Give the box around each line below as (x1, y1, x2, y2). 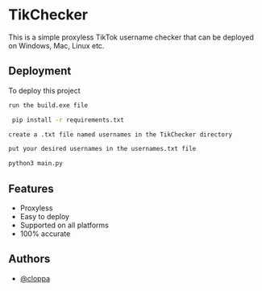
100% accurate (19, 228, 71, 239)
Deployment (8, 64, 72, 78)
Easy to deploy (19, 211, 70, 221)
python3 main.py (8, 160, 63, 168)
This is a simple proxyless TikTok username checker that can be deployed (8, 32, 254, 42)
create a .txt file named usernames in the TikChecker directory (8, 131, 232, 139)
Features (8, 181, 54, 195)
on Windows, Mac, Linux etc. (8, 40, 105, 50)
